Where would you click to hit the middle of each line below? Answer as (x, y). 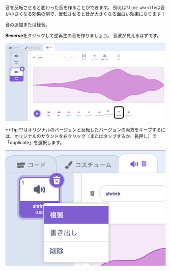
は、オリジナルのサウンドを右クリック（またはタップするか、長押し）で (81, 136)
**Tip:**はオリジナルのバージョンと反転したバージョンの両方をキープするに (85, 129)
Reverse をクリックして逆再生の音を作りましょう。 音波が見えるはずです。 (83, 35)
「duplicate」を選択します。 (35, 142)
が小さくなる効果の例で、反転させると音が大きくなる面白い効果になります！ (85, 14)
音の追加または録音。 (27, 25)
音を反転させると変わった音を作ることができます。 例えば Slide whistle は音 (85, 7)
